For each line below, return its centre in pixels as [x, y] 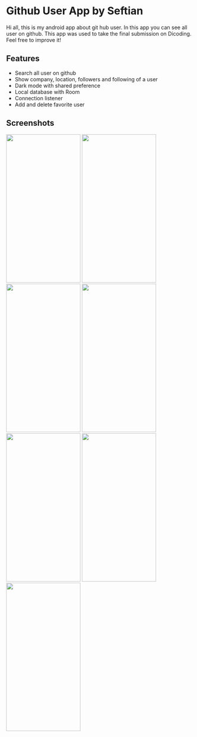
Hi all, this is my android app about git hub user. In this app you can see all [97, 27]
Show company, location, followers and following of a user [86, 79]
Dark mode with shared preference [58, 85]
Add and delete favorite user [50, 104]
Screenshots [30, 123]
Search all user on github [45, 73]
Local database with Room [47, 92]
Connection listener [39, 98]
